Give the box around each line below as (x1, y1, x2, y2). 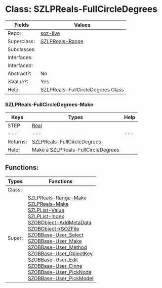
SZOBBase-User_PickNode (28, 269, 92, 276)
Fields (14, 21, 29, 28)
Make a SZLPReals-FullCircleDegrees (32, 146, 120, 153)
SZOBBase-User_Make (28, 238, 82, 245)
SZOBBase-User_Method (28, 244, 87, 251)
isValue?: (7, 78, 28, 85)
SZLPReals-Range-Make (28, 194, 87, 201)
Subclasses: (7, 46, 36, 53)
